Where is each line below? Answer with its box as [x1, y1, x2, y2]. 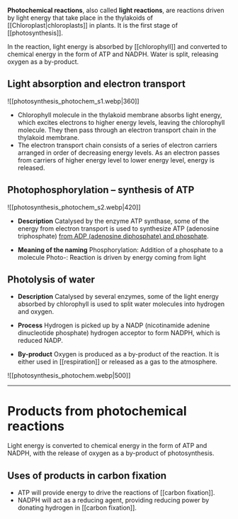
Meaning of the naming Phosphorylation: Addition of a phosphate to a [17, 245, 223, 254]
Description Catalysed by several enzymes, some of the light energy [17, 293, 220, 301]
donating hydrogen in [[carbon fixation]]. [17, 503, 137, 512]
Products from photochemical [7, 403, 187, 419]
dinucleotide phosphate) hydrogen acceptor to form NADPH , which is [17, 329, 221, 337]
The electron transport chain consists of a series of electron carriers [17, 141, 217, 149]
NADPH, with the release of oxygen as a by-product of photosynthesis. [7, 449, 215, 457]
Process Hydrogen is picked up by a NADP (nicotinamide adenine [17, 321, 210, 329]
